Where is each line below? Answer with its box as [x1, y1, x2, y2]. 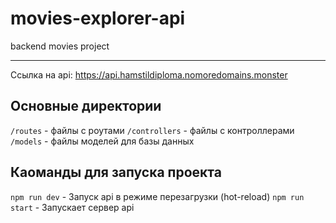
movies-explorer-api [10, 7, 186, 30]
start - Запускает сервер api [10, 201, 135, 213]
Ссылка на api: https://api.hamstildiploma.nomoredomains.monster [10, 68, 288, 81]
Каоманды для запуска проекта [10, 164, 222, 181]
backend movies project [10, 40, 110, 52]
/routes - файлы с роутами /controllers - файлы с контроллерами [10, 124, 295, 136]
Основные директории [10, 98, 162, 115]
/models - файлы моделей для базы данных [10, 135, 195, 147]
